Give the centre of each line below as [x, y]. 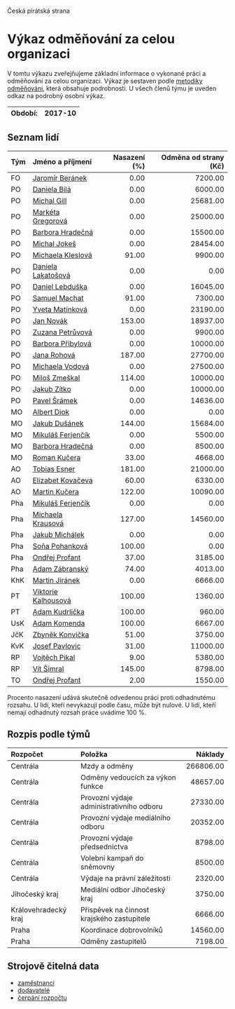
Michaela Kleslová [62, 255]
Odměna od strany [192, 157]
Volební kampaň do [112, 858]
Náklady [210, 754]
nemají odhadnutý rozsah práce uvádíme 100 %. [77, 712]
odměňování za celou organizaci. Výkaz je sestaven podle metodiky [105, 81]
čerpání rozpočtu [42, 998]
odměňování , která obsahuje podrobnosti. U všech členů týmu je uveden [112, 88]
